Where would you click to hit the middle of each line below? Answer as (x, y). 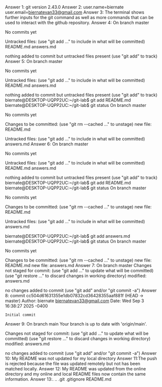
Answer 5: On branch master (34, 61)
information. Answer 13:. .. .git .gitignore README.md (58, 379)
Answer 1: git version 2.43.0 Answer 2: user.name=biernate (64, 7)
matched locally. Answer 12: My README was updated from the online (75, 369)
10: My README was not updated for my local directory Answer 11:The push (81, 358)
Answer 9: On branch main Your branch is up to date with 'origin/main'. (76, 324)
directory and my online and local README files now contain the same (75, 374)
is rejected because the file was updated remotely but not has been (73, 364)
